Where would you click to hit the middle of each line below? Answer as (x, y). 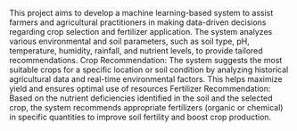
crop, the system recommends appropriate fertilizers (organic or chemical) (146, 107)
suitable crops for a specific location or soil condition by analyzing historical (149, 70)
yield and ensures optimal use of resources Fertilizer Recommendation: (140, 89)
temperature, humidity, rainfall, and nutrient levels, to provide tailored (136, 51)
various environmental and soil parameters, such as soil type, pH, (129, 41)
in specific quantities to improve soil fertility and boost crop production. (140, 117)
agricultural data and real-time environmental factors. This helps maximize (146, 79)
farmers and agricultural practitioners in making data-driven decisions (138, 22)
